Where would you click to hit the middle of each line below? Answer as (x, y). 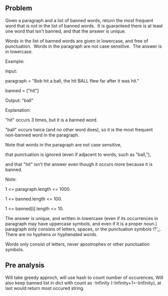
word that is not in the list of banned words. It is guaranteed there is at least (84, 26)
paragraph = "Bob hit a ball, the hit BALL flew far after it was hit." (72, 81)
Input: (11, 71)
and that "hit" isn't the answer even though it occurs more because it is (79, 164)
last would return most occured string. (45, 288)
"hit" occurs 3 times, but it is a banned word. (52, 120)
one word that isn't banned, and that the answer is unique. (66, 31)
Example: (15, 61)
